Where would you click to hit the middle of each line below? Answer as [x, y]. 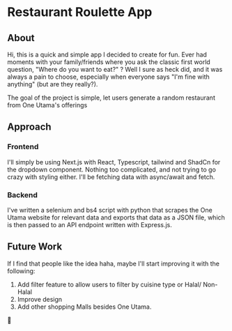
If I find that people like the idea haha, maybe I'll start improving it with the [113, 263]
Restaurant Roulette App [80, 12]
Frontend [23, 147]
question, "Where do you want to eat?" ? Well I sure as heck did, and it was [115, 69]
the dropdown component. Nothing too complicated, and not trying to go [111, 169]
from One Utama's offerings [47, 105]
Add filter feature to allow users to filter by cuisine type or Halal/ [109, 284]
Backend [23, 194]
